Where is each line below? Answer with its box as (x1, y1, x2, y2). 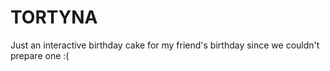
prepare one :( (10, 49, 70, 61)
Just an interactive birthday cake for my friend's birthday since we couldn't (10, 39, 320, 51)
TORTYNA (10, 6, 98, 29)
